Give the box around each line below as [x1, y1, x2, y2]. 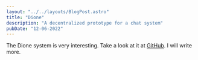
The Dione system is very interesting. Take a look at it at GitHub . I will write [6, 42, 192, 49]
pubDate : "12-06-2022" [6, 25, 63, 32]
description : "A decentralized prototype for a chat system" [6, 20, 164, 26]
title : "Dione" [6, 14, 45, 20]
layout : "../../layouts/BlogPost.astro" [6, 8, 110, 15]
